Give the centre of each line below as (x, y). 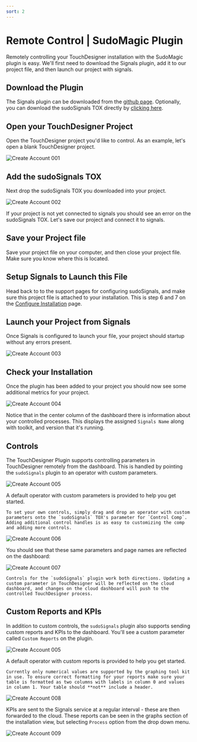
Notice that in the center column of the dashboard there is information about (98, 415)
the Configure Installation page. (44, 303)
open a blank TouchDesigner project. (51, 147)
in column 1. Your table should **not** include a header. (80, 687)
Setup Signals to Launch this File (67, 277)
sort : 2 (16, 11)
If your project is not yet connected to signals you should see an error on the (98, 214)
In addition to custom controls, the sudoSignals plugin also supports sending (98, 626)
